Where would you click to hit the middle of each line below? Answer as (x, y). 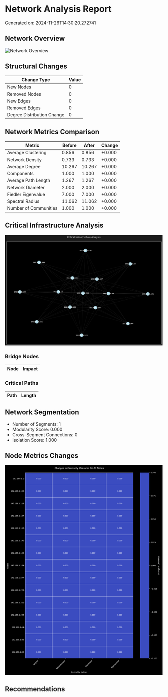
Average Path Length (29, 180)
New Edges (19, 101)
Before (69, 145)
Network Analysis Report (58, 9)
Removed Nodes (24, 94)
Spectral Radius (23, 201)
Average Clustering (27, 153)
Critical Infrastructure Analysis (54, 226)
